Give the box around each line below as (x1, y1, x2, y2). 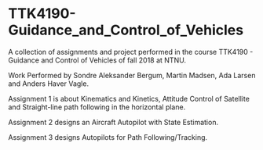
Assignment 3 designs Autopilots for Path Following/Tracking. (8, 132, 208, 141)
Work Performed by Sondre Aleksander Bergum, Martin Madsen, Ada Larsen (8, 70, 256, 80)
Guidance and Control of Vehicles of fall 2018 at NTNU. (8, 55, 187, 65)
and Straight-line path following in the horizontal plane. (8, 102, 186, 112)
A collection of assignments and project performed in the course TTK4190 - (8, 47, 254, 56)
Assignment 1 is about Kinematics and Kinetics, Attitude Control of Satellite (8, 94, 250, 103)
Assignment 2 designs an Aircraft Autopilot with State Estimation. (8, 117, 218, 127)
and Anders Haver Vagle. (8, 79, 89, 88)
